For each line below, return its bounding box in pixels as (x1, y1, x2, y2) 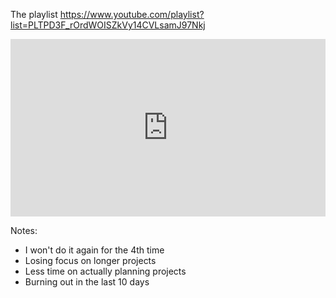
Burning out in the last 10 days (24, 275, 150, 288)
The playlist (10, 9, 58, 20)
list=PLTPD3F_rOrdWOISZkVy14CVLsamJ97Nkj (10, 19, 206, 31)
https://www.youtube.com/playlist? (59, 9, 205, 20)
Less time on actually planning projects (24, 265, 187, 277)
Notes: (10, 224, 38, 236)
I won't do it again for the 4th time (24, 244, 165, 256)
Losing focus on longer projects (24, 254, 157, 266)
